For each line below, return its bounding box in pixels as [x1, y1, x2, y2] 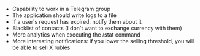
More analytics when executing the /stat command [12, 31, 141, 38]
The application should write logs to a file [12, 12, 117, 19]
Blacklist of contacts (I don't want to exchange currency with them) [12, 24, 182, 32]
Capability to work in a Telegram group [12, 5, 111, 12]
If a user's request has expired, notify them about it [12, 18, 142, 25]
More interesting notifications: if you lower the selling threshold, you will [12, 38, 194, 44]
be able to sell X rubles [12, 44, 71, 51]
